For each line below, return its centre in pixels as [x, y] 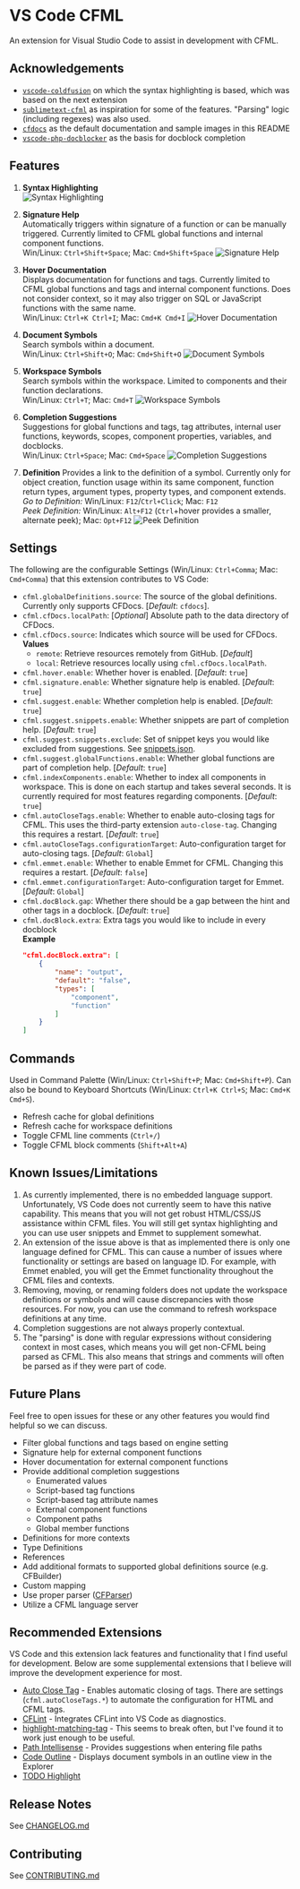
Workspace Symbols [62, 371]
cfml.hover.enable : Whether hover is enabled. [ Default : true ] [135, 673]
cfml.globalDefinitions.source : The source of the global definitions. [150, 597]
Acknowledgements [67, 69]
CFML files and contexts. [68, 1280]
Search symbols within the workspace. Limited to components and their [154, 381]
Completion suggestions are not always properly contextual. [133, 1327]
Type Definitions [52, 1547]
